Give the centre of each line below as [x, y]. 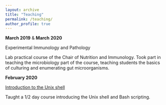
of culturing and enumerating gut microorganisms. [57, 68]
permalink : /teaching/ [29, 19]
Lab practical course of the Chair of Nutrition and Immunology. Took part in [83, 57]
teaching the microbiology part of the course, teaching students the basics [82, 62]
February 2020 [21, 77]
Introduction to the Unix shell [35, 87]
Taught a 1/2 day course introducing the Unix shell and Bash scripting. [78, 97]
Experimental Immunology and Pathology [48, 47]
